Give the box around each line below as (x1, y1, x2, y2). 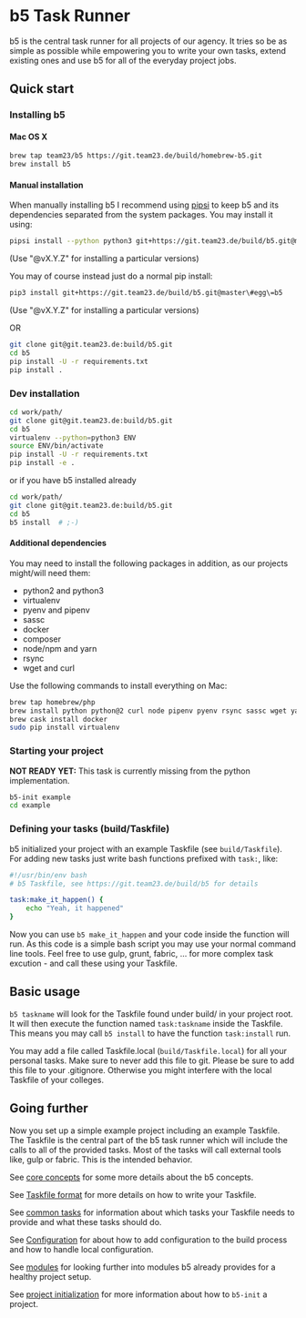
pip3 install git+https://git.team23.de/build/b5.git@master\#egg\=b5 (9, 289, 283, 298)
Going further (9, 1100, 88, 1116)
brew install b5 (9, 160, 71, 169)
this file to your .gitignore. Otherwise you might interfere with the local (9, 1064, 272, 1075)
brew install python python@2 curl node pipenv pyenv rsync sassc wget (9, 706, 287, 715)
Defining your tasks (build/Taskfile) (9, 823, 170, 836)
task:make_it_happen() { (9, 896, 104, 905)
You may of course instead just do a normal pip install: (9, 270, 213, 282)
